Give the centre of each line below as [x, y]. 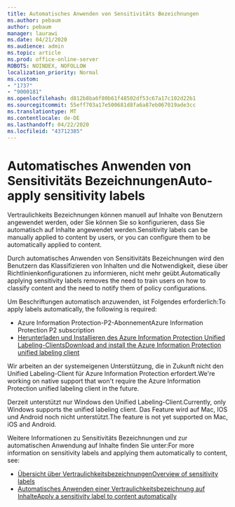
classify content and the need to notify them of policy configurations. [107, 288]
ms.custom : [23, 79]
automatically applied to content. [55, 245]
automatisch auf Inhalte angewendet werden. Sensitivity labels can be [108, 230]
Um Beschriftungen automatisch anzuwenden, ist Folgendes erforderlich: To [116, 302]
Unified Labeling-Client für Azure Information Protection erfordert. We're [111, 374]
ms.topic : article [34, 53]
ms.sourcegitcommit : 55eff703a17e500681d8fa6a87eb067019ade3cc [102, 105]
